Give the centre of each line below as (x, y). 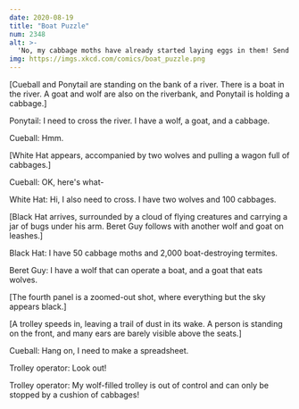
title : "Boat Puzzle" (50, 26)
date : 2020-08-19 (42, 17)
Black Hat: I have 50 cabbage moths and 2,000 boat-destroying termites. (144, 253)
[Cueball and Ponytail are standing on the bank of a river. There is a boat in (147, 84)
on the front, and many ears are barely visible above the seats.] (126, 333)
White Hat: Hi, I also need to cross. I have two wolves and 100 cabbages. (143, 199)
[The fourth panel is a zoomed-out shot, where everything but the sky (137, 297)
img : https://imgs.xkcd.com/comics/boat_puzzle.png (107, 59)
